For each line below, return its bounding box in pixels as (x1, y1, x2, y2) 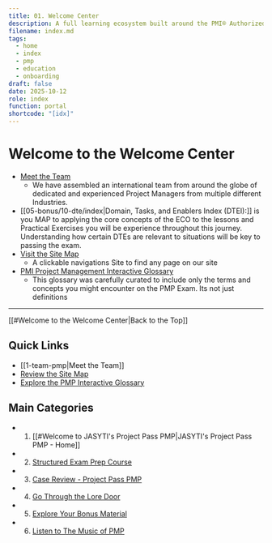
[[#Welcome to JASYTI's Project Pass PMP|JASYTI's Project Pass (32, 431, 253, 441)
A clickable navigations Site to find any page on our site (32, 257, 219, 267)
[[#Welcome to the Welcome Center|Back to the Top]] (8, 315, 189, 325)
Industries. (32, 197, 68, 207)
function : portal (8, 102, 67, 110)
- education (15, 65, 57, 73)
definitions (32, 292, 68, 301)
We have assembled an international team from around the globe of (32, 180, 257, 190)
